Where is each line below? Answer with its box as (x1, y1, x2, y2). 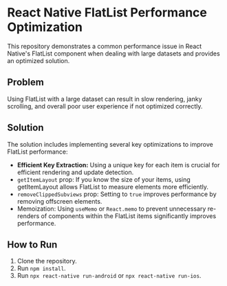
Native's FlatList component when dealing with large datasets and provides (7, 49, 220, 58)
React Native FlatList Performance (7, 5, 208, 21)
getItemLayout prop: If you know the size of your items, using (17, 175, 191, 183)
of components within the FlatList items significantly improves (41, 211, 217, 220)
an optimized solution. (7, 56, 70, 64)
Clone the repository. (17, 257, 77, 265)
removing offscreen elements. (17, 197, 102, 205)
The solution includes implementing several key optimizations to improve (7, 140, 213, 148)
